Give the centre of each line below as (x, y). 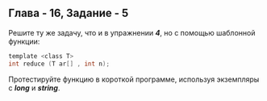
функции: (24, 41)
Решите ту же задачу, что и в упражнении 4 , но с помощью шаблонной (132, 32)
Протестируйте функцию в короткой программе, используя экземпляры (134, 79)
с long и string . (34, 87)
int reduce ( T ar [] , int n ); (59, 64)
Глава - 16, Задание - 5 (69, 13)
